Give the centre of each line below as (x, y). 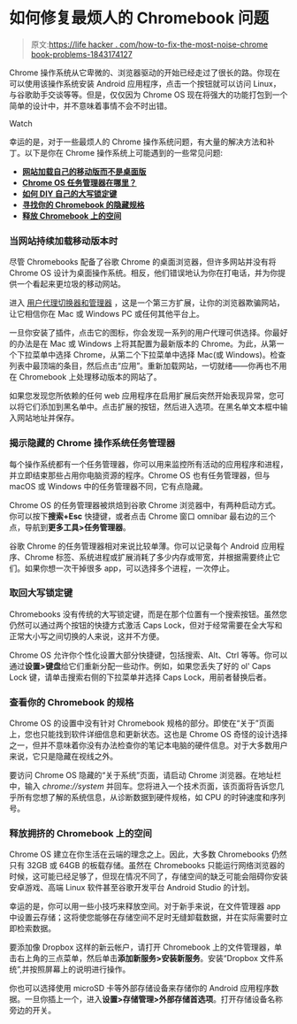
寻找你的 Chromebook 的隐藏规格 (83, 204)
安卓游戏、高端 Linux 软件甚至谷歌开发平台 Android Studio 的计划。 (132, 888)
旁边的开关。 (32, 1011)
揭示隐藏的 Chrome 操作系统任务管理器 (92, 443)
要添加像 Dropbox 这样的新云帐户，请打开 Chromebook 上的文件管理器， (142, 947)
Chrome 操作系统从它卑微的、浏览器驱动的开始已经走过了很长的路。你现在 (145, 73)
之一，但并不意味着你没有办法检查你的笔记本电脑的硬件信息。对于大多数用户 (148, 745)
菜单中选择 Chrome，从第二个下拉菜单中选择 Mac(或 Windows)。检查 (159, 355)
